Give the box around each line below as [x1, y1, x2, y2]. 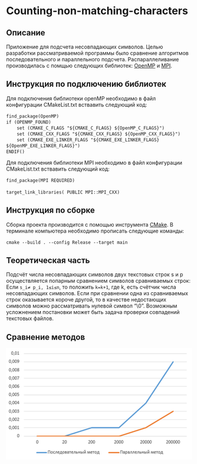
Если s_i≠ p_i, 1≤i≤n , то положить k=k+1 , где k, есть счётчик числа [6, 283, 176, 290]
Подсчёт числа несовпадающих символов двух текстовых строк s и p [6, 271, 183, 278]
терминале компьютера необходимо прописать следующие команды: [6, 227, 185, 234]
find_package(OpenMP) [6, 113, 60, 119]
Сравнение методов [6, 332, 86, 342]
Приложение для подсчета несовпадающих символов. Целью [6, 43, 163, 50]
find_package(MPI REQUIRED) [6, 177, 75, 184]
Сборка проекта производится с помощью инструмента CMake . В [6, 221, 174, 228]
